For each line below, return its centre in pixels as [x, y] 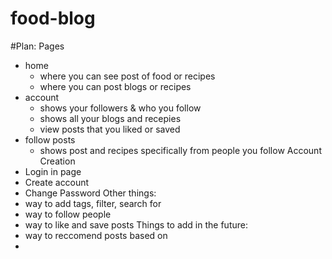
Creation [57, 161]
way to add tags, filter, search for [93, 203]
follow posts [50, 139]
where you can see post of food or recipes [127, 76]
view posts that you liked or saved [110, 129]
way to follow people [68, 214]
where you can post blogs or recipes [115, 86]
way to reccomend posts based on [96, 235]
